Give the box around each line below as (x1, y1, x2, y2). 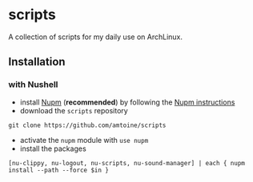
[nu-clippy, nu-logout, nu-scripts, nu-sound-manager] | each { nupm (8, 159, 246, 167)
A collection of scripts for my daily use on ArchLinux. (8, 32, 183, 42)
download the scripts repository (19, 105, 128, 115)
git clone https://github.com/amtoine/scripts (8, 121, 167, 129)
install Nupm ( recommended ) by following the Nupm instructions (19, 97, 235, 107)
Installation (8, 55, 66, 69)
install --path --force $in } (8, 166, 110, 174)
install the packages (19, 144, 86, 153)
